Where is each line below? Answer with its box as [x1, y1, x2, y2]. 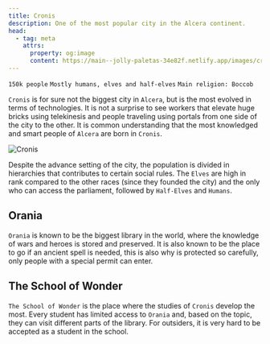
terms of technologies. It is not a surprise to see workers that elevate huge [8, 102, 256, 113]
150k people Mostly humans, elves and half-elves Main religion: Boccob [8, 80, 254, 89]
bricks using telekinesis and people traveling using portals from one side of [8, 111, 257, 121]
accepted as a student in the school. [8, 326, 129, 336]
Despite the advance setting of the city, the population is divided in [8, 160, 230, 169]
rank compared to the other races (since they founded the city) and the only [8, 176, 260, 186]
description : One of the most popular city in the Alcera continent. [8, 19, 247, 27]
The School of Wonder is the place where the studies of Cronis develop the [8, 300, 256, 310]
